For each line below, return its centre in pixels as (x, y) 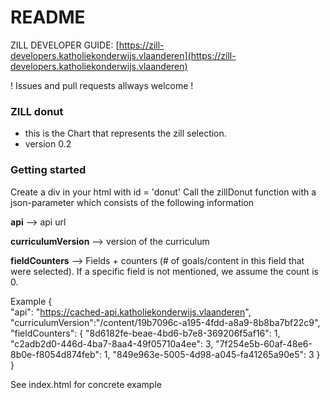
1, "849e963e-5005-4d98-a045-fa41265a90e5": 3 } (212, 354)
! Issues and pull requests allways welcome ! (102, 85)
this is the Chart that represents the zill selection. (125, 133)
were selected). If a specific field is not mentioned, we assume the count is (164, 271)
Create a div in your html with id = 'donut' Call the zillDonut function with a (163, 192)
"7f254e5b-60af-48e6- (264, 343)
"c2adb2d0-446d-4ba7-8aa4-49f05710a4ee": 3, (112, 343)
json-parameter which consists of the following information (132, 202)
